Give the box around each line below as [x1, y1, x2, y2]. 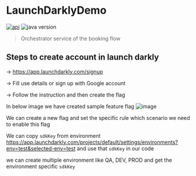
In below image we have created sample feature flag [6, 103, 135, 110]
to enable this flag [6, 121, 50, 128]
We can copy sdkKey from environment [6, 132, 101, 139]
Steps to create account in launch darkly [6, 52, 159, 63]
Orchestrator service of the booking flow [20, 35, 121, 42]
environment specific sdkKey [6, 162, 75, 170]
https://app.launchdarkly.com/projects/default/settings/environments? [6, 138, 178, 146]
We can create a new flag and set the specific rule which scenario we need [6, 114, 190, 121]
